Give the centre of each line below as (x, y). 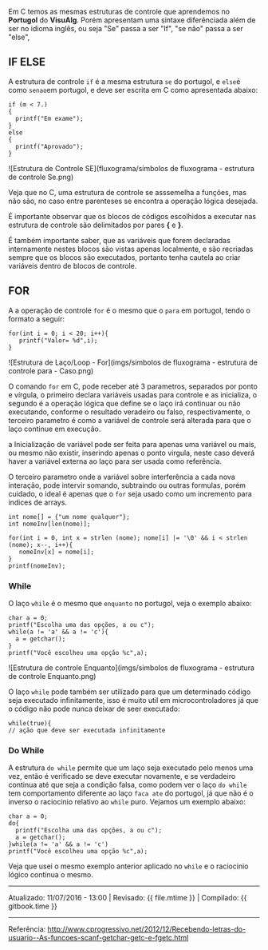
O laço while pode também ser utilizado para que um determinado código (130, 692)
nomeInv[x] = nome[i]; (56, 552)
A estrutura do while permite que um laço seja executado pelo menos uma (131, 768)
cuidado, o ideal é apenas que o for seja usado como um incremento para (130, 493)
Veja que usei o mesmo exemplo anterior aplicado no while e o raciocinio (128, 866)
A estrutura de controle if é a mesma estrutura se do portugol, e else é (124, 81)
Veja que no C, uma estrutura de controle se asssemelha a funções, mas (128, 192)
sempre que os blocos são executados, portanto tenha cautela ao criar (124, 257)
